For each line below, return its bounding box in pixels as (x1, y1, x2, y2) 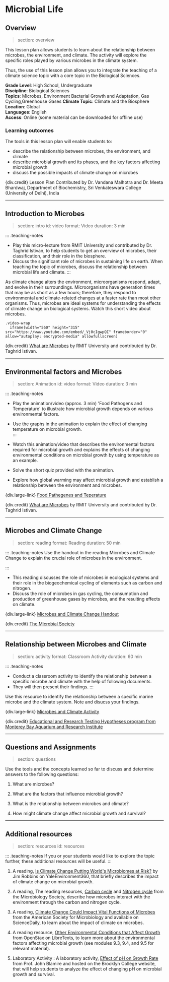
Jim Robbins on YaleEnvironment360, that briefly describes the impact (12, 873, 159, 880)
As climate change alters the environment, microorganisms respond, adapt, (5, 279, 161, 285)
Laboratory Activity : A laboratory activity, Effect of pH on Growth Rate (12, 955, 158, 961)
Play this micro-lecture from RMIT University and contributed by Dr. (12, 242, 152, 248)
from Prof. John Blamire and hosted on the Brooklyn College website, (12, 961, 156, 967)
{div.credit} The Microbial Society (5, 621, 75, 627)
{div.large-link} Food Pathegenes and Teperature (5, 492, 107, 498)
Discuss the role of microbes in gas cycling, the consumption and (12, 591, 148, 597)
